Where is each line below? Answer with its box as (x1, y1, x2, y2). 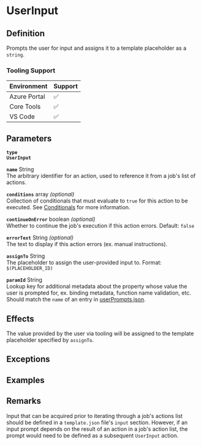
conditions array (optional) (6, 191, 75, 198)
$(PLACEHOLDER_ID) (6, 265, 53, 272)
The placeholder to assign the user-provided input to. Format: (6, 259, 162, 266)
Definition (6, 28, 45, 39)
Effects (6, 314, 35, 324)
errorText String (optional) (6, 234, 74, 241)
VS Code (9, 112, 36, 121)
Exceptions (6, 354, 50, 365)
